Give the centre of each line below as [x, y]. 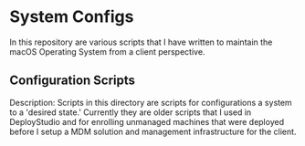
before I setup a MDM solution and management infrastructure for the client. [153, 131]
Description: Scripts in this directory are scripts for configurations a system [151, 102]
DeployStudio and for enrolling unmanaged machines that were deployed [147, 121]
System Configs [72, 17]
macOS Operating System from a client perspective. [107, 51]
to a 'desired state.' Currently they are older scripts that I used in [131, 112]
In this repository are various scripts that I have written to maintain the [141, 42]
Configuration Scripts [72, 81]
